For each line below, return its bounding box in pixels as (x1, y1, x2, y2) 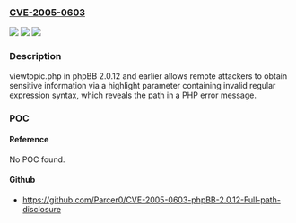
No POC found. (9, 154, 65, 165)
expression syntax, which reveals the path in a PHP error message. (9, 90, 257, 100)
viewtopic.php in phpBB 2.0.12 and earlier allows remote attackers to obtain (9, 70, 288, 81)
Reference (9, 134, 49, 145)
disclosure (22, 203, 61, 214)
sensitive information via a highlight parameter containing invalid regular (9, 80, 276, 90)
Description (9, 50, 62, 63)
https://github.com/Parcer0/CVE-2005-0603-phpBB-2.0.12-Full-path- (22, 194, 281, 205)
